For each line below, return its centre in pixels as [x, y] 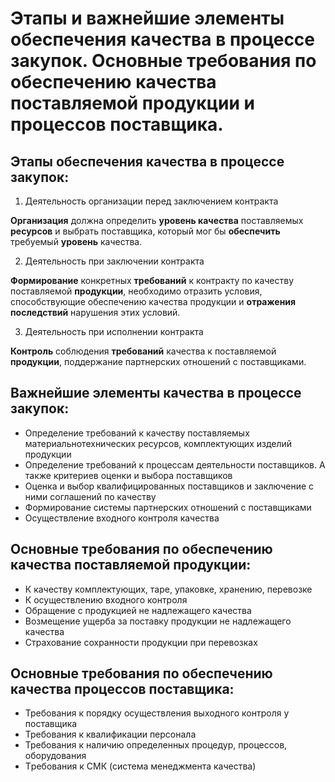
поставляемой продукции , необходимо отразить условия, [136, 291]
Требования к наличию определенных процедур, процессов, [156, 745]
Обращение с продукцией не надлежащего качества [138, 610]
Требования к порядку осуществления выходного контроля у [157, 713]
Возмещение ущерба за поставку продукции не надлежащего [158, 621]
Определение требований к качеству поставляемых [137, 433]
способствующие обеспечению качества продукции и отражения [153, 301]
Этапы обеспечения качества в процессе [147, 161]
